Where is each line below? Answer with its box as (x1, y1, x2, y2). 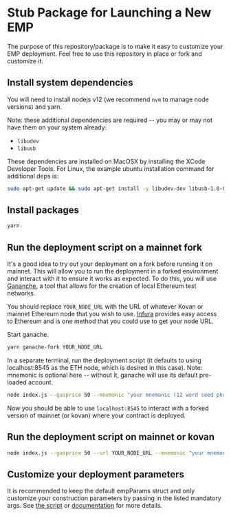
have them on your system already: (7, 123, 107, 132)
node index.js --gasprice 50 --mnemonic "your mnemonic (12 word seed (7, 391, 214, 398)
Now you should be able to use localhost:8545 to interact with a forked (7, 404, 209, 412)
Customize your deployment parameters (7, 468, 184, 480)
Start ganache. (7, 331, 49, 339)
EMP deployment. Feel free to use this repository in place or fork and (7, 50, 203, 58)
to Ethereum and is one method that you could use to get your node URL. (7, 317, 214, 325)
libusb (16, 145, 36, 152)
